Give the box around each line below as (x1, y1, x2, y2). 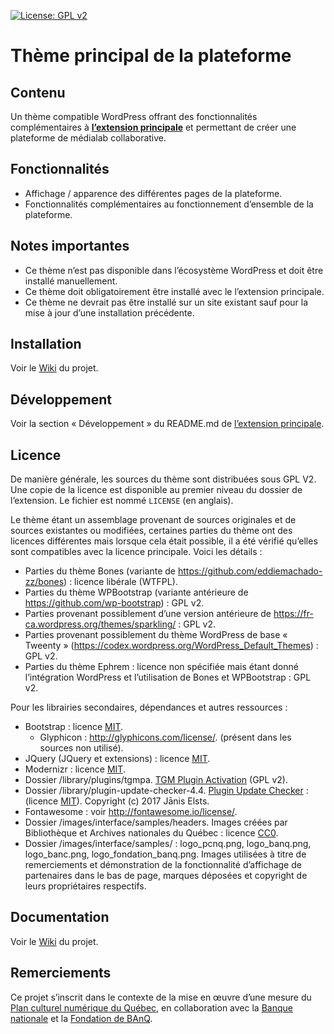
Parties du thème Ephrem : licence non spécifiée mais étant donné (24, 661, 299, 673)
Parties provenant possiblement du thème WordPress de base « (24, 629, 288, 641)
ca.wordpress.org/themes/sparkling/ (24, 618, 177, 630)
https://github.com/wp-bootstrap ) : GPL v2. (24, 597, 205, 609)
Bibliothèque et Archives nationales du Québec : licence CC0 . (24, 827, 279, 839)
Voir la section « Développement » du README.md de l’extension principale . (10, 418, 325, 430)
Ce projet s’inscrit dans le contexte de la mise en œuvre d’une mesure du (10, 991, 312, 1003)
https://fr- (273, 608, 314, 620)
